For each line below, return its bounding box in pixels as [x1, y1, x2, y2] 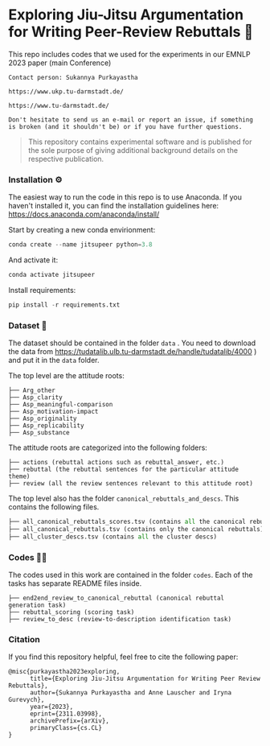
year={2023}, [29, 703, 74, 711]
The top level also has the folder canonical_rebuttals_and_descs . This [8, 493, 239, 504]
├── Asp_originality [8, 414, 78, 423]
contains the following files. [8, 502, 100, 512]
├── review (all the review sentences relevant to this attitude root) [8, 480, 253, 488]
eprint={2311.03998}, [29, 710, 103, 718]
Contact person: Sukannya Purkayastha [8, 73, 138, 81]
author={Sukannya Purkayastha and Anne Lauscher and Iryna [29, 689, 231, 697]
